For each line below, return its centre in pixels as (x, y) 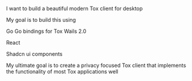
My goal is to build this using (41, 20)
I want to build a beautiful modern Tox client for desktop (75, 9)
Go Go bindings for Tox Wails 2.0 (47, 31)
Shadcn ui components (34, 54)
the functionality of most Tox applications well (62, 72)
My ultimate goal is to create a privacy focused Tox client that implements (96, 65)
